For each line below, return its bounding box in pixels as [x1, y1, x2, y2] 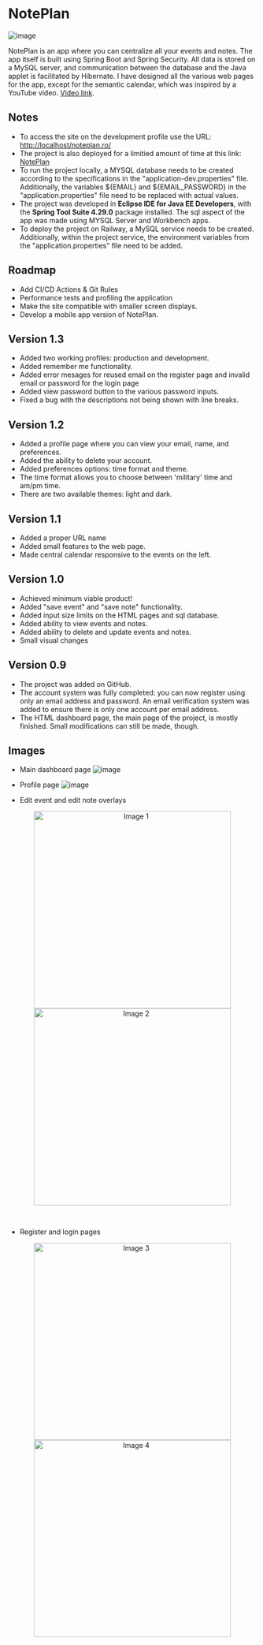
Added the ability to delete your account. [19, 456, 152, 465]
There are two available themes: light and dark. [19, 490, 173, 499]
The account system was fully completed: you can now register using [19, 688, 246, 697]
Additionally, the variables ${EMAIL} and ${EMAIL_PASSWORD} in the [19, 182, 246, 192]
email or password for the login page [19, 379, 139, 388]
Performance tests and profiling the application [19, 293, 173, 302]
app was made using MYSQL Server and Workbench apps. [19, 215, 211, 225]
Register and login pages [19, 1227, 101, 1237]
